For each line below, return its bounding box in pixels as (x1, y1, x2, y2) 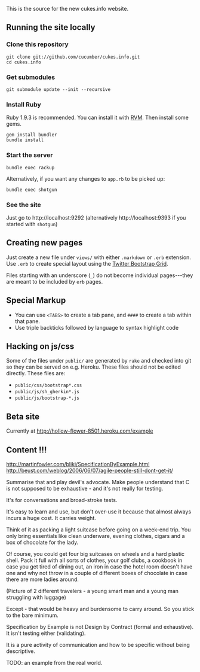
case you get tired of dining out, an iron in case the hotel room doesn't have (6, 562, 193, 570)
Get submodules (6, 73, 56, 81)
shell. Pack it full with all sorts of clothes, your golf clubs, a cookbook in (6, 557, 183, 564)
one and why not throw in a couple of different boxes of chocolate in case (6, 569, 188, 576)
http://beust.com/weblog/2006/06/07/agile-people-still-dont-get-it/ (6, 467, 173, 474)
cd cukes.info (6, 59, 42, 65)
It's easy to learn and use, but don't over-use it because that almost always (6, 508, 192, 515)
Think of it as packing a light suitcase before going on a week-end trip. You (6, 526, 191, 533)
